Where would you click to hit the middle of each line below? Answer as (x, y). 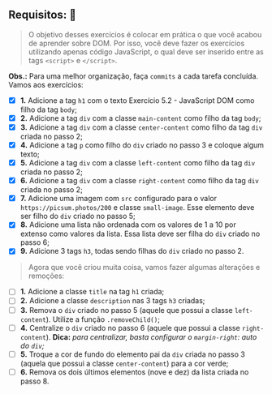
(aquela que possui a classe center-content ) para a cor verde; (124, 363)
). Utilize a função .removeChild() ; (103, 319)
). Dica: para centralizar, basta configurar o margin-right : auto (151, 336)
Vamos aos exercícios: (46, 84)
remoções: (46, 276)
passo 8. (35, 381)
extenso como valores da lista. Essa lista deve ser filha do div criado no (140, 234)
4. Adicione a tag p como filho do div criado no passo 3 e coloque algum (142, 145)
